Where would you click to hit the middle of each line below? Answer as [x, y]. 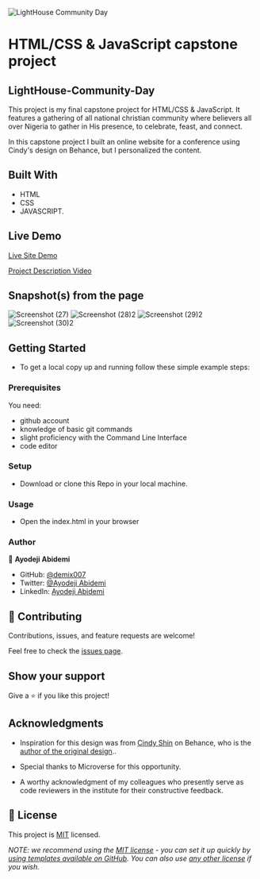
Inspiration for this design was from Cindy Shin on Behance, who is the [136, 742]
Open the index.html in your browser [79, 522]
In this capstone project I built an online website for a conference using [124, 142]
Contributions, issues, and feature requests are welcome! [102, 636]
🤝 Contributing [45, 617]
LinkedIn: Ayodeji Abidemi [62, 592]
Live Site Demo [33, 255]
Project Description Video [50, 271]
